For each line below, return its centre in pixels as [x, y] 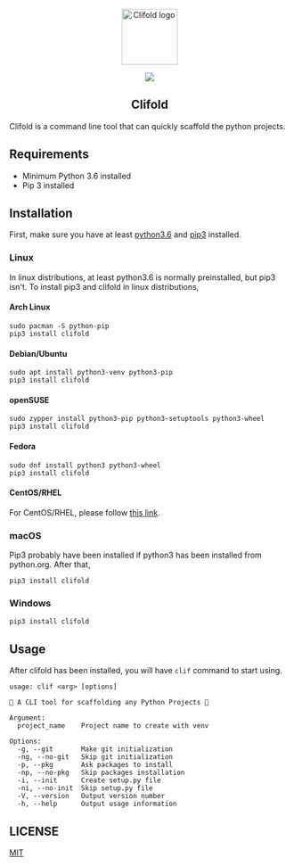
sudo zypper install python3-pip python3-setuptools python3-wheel [137, 419]
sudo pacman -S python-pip [59, 326]
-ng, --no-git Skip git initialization [95, 757]
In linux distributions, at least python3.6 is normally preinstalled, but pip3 [143, 277]
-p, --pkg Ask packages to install [95, 765]
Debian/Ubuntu [38, 353]
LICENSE [34, 831]
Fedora [23, 446]
